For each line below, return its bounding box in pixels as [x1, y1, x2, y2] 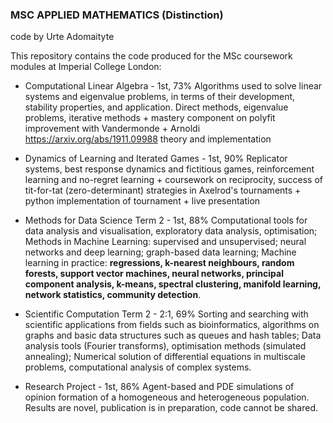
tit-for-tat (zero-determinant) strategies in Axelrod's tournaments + [24, 184, 302, 197]
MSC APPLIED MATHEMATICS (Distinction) [10, 8, 224, 22]
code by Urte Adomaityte [10, 31, 115, 43]
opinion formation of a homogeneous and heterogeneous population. [24, 391, 310, 403]
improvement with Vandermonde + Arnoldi [24, 123, 201, 135]
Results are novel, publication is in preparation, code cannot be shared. [24, 402, 319, 414]
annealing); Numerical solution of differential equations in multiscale [24, 351, 306, 363]
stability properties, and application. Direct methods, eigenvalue [24, 101, 289, 113]
